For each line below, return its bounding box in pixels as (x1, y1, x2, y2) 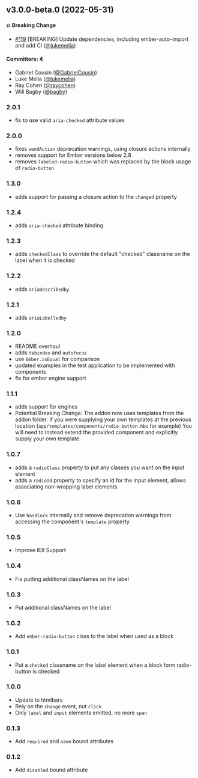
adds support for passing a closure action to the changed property (14, 193, 177, 200)
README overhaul (14, 342, 61, 350)
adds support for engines (14, 403, 78, 410)
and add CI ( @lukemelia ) (14, 41, 76, 49)
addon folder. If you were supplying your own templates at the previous (14, 416, 192, 423)
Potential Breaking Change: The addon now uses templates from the (14, 410, 184, 417)
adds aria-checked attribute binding (14, 222, 104, 229)
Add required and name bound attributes (14, 738, 114, 745)
